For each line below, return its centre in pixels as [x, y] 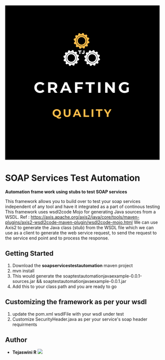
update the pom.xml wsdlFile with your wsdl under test [68, 314]
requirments [25, 324]
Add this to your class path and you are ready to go [64, 286]
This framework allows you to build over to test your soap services [73, 201]
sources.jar [24, 281]
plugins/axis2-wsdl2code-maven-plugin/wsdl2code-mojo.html [69, 222]
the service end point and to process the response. [57, 238]
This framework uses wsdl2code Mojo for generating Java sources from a [81, 212]
